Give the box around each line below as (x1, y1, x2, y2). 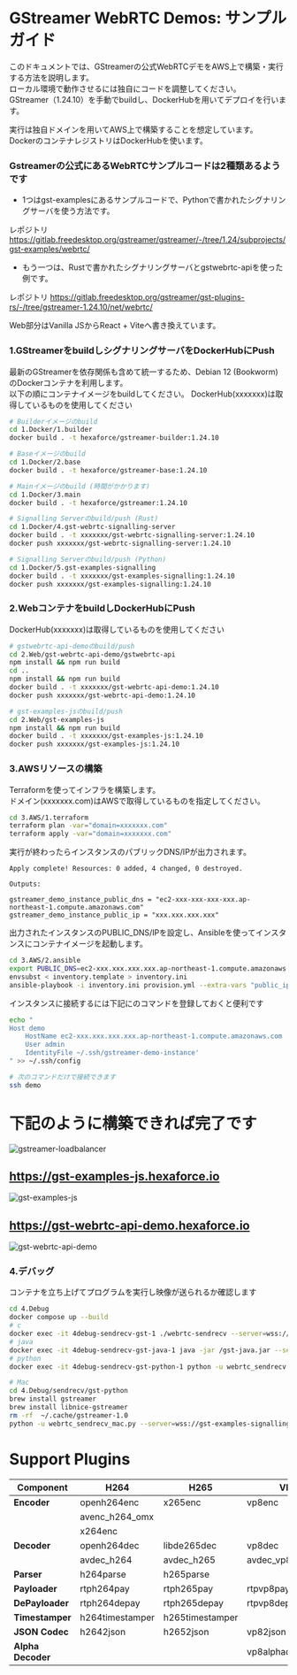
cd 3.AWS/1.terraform (9, 813, 89, 822)
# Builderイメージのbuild (9, 417, 98, 426)
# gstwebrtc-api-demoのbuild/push (9, 642, 135, 650)
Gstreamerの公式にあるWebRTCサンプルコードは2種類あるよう (9, 159, 281, 172)
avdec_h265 (163, 1554, 217, 1566)
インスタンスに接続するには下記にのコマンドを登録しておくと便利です (9, 997, 264, 1009)
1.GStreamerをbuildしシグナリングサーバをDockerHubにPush (9, 344, 276, 357)
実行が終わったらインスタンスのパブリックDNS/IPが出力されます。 (9, 847, 252, 857)
